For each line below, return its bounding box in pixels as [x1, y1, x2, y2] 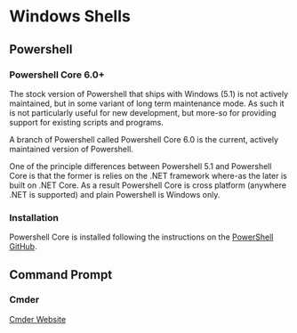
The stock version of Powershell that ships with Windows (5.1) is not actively [9, 88, 289, 99]
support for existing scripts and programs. [9, 117, 165, 127]
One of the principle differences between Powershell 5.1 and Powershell [9, 160, 272, 171]
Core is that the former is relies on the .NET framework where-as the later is [9, 170, 287, 181]
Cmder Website [9, 313, 67, 324]
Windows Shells [9, 6, 131, 27]
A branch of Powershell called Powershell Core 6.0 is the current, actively [9, 134, 278, 144]
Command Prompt [9, 267, 113, 282]
